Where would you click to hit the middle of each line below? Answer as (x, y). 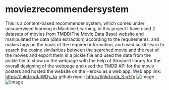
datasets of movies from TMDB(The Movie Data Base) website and (75, 34)
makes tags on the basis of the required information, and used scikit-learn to (85, 44)
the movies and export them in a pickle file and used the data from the (78, 55)
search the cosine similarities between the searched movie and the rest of (82, 50)
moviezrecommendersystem (67, 9)
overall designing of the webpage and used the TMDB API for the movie (80, 66)
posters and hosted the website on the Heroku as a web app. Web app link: (83, 71)
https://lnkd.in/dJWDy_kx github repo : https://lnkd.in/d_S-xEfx (70, 76)
